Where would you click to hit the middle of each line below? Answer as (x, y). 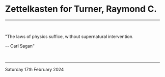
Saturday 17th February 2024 (35, 69)
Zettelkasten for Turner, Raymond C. (81, 9)
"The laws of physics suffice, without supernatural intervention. (69, 36)
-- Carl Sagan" (20, 46)
